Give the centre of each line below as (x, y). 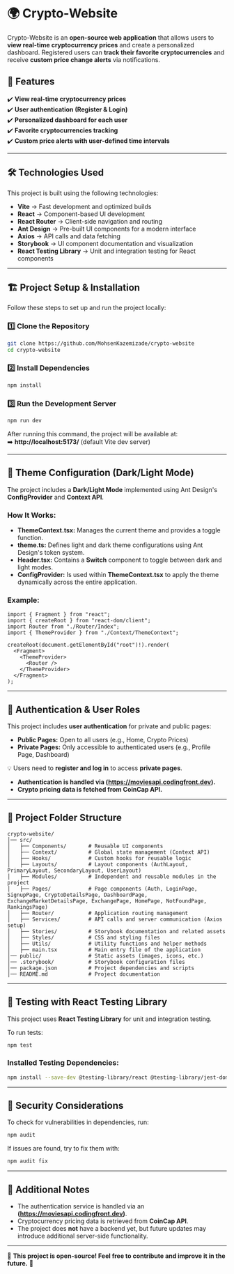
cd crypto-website (34, 350)
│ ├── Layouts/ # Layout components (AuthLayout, (98, 864)
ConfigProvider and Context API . (56, 497)
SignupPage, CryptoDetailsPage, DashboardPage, (78, 895)
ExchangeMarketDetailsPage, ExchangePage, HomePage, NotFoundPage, (107, 901)
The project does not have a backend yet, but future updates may (112, 1229)
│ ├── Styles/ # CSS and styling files (84, 937)
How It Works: (32, 515)
